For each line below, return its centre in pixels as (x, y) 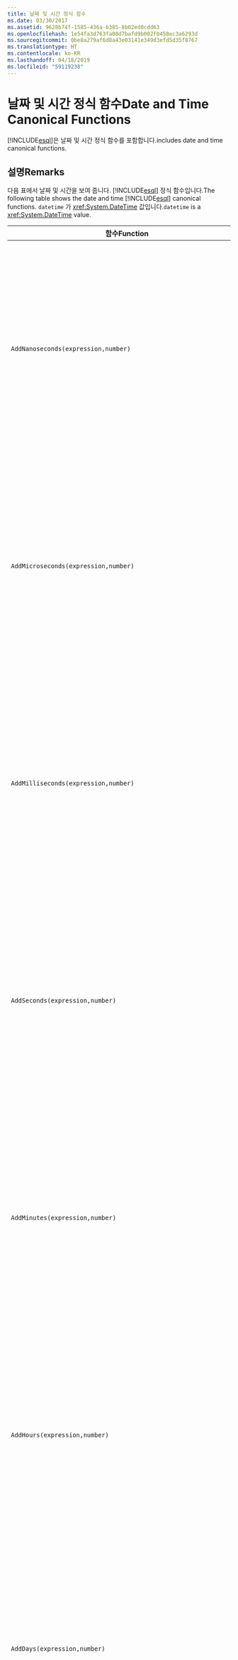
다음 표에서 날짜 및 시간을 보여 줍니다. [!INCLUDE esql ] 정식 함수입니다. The (111, 190)
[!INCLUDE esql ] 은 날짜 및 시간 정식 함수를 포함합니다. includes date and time (115, 140)
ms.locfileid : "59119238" (45, 67)
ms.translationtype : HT (42, 47)
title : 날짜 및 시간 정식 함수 (47, 14)
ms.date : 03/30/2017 (38, 21)
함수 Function (127, 233)
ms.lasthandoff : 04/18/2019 (49, 60)
